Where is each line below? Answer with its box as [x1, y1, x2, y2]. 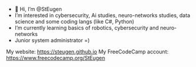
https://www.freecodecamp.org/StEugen [6, 55, 105, 61]
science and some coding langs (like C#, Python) [14, 18, 135, 25]
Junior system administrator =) [14, 37, 90, 43]
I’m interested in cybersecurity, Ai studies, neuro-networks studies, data [14, 12, 191, 19]
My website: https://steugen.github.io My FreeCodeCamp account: [6, 48, 169, 55]
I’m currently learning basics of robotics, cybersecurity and [14, 24, 159, 31]
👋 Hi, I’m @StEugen [14, 6, 62, 12]
